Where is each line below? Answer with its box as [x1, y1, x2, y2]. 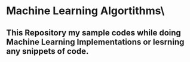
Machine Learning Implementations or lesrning [6, 37, 185, 47]
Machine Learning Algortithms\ [6, 4, 165, 18]
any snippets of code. [6, 46, 89, 56]
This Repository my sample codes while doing [6, 28, 181, 38]
